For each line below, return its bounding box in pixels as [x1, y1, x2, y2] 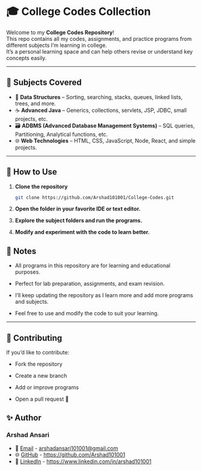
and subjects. [14, 298, 49, 306]
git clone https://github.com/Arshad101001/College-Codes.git [14, 194, 174, 200]
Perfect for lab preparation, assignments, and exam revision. [14, 280, 165, 288]
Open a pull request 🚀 [14, 395, 69, 403]
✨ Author [6, 413, 42, 423]
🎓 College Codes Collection [6, 5, 151, 19]
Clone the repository [14, 183, 68, 190]
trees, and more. [14, 100, 56, 107]
